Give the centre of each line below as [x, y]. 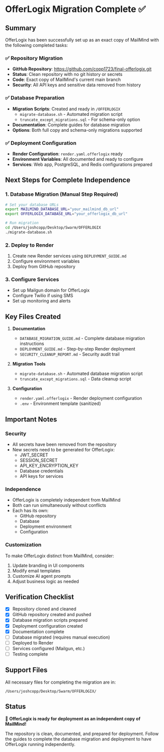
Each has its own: [30, 511]
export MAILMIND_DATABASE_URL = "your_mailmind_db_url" [62, 209]
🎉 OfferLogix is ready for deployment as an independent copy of [73, 719]
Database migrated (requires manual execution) [61, 637]
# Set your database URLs [32, 205]
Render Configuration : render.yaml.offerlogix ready [67, 154]
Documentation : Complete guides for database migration [71, 125]
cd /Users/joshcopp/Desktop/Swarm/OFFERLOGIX [53, 228]
